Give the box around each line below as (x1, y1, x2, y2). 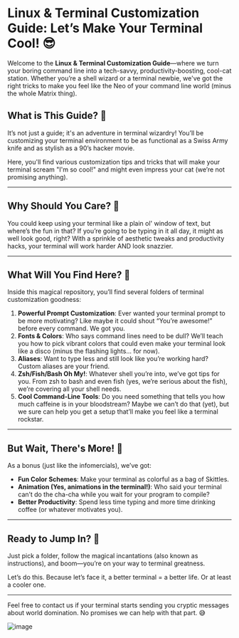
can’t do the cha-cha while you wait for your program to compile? (17, 490, 210, 499)
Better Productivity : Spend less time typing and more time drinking (17, 498, 216, 506)
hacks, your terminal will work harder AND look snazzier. (7, 241, 174, 250)
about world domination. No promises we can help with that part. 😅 (7, 609, 206, 617)
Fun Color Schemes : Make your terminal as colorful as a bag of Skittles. (17, 475, 230, 483)
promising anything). (7, 172, 68, 181)
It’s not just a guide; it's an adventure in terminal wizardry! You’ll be (7, 128, 204, 137)
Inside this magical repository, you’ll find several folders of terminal (7, 288, 204, 296)
